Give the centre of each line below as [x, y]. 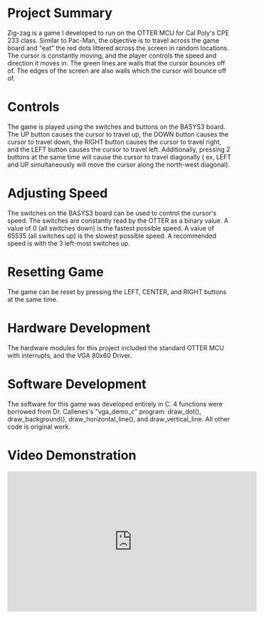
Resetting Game [56, 272]
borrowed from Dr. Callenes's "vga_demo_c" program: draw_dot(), [104, 412]
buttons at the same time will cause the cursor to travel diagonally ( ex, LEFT [120, 157]
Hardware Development [79, 328]
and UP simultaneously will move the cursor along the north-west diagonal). [118, 164]
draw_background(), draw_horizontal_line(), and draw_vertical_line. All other [118, 419]
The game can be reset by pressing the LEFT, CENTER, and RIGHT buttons [117, 292]
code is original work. [39, 426]
